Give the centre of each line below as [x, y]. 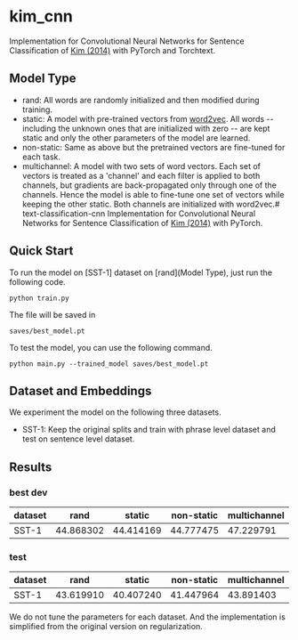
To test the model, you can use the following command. [111, 347]
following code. [37, 281]
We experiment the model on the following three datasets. [115, 412]
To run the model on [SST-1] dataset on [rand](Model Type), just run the [141, 272]
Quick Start [41, 251]
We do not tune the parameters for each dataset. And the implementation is [148, 617]
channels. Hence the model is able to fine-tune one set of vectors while [153, 194]
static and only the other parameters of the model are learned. [136, 138]
